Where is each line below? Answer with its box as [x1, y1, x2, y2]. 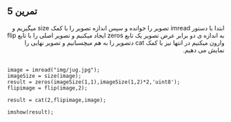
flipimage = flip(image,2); [7, 84, 88, 92]
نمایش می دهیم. [182, 45, 225, 54]
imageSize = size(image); [7, 72, 81, 79]
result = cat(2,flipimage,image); [7, 96, 107, 103]
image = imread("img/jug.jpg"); [7, 66, 100, 73]
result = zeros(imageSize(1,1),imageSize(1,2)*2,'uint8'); [7, 79, 181, 85]
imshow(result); [7, 108, 54, 116]
